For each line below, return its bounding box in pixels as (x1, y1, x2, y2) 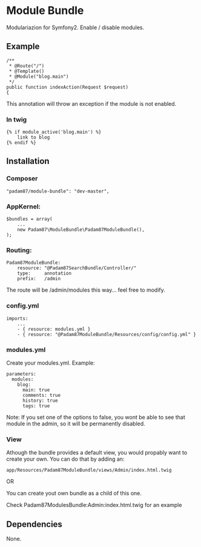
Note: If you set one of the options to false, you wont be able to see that (6, 413, 186, 421)
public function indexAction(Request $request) (6, 84, 129, 90)
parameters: (6, 371, 36, 377)
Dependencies (6, 519, 62, 529)
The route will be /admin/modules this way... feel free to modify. (6, 286, 165, 294)
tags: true (22, 402, 50, 409)
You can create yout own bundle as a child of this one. (6, 490, 142, 497)
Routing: (6, 246, 32, 254)
